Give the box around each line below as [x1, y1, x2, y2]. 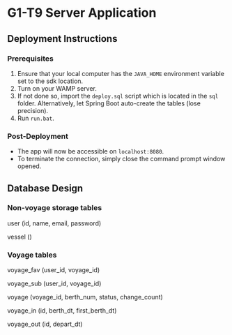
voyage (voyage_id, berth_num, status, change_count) [7, 293, 164, 301]
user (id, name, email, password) [7, 218, 102, 228]
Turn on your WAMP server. [17, 84, 98, 92]
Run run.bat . [17, 114, 54, 122]
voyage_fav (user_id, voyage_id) [7, 266, 100, 274]
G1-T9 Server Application [7, 5, 157, 21]
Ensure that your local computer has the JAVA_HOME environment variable [17, 69, 225, 77]
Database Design [7, 182, 84, 194]
